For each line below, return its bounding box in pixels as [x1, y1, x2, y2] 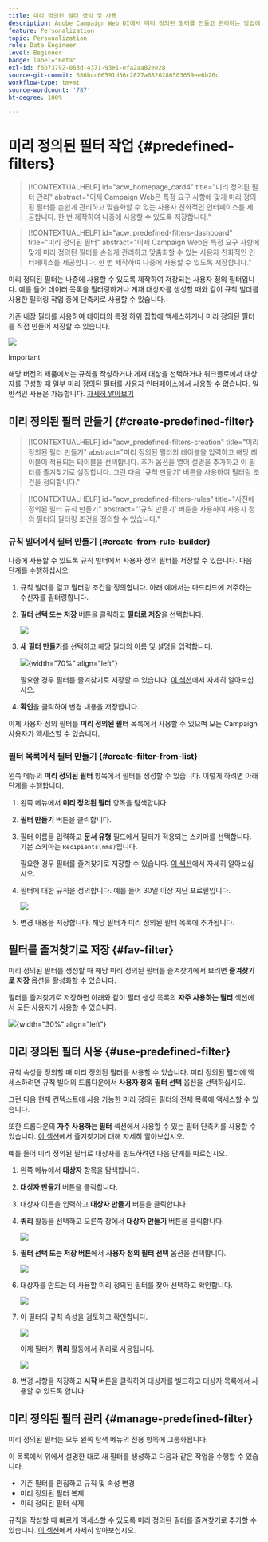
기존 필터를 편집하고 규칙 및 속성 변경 [19, 1479, 136, 1488]
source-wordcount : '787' [8, 85, 91, 94]
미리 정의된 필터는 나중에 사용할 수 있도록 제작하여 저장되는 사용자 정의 [8, 275, 227, 284]
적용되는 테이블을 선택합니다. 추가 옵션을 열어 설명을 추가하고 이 [49, 457, 247, 467]
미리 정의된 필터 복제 [19, 1488, 85, 1498]
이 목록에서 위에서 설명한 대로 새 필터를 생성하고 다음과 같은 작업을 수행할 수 [8, 1452, 245, 1461]
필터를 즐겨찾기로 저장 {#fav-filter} [8, 943, 174, 956]
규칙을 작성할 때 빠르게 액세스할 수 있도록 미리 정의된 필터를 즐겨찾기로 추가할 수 [8, 1516, 258, 1525]
